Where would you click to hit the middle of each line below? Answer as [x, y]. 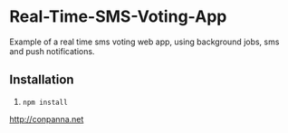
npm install [45, 102]
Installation [42, 80]
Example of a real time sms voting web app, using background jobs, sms [144, 42]
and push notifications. [52, 51]
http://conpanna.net [47, 119]
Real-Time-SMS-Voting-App [118, 17]
